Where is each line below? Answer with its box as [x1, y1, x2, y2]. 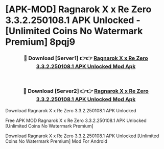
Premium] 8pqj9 [5, 36, 76, 48]
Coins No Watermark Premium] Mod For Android [5, 138, 107, 144]
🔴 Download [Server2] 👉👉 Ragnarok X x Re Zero [22, 88, 149, 95]
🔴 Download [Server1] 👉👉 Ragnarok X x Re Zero [24, 55, 148, 62]
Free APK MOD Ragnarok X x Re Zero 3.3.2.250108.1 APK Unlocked [5, 117, 147, 123]
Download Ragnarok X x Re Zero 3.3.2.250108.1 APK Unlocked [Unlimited [5, 133, 159, 139]
